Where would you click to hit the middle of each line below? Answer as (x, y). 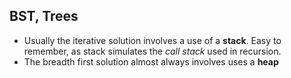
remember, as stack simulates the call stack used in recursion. (152, 51)
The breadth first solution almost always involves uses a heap (151, 61)
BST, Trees (44, 16)
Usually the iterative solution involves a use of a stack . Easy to (152, 40)
